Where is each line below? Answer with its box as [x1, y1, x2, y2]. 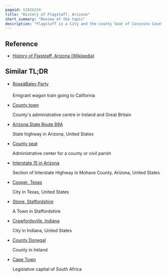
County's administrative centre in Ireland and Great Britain [12, 112, 132, 118]
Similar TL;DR [5, 67, 48, 76]
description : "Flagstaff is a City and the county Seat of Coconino [5, 21, 150, 26]
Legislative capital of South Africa [12, 266, 82, 272]
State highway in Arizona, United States [12, 131, 94, 137]
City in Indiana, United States [12, 227, 72, 233]
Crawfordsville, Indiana [12, 218, 60, 224]
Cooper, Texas [12, 179, 42, 185]
